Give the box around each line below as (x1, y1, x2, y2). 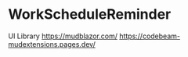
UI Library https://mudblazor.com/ (8, 31, 117, 41)
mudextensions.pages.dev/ (8, 39, 96, 48)
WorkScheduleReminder (8, 5, 172, 23)
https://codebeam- (118, 31, 180, 41)
